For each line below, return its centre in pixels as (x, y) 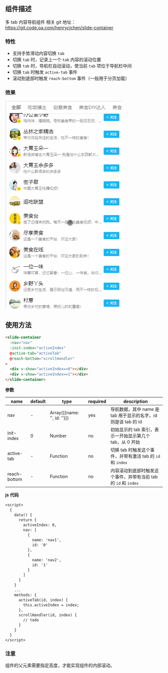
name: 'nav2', (46, 560)
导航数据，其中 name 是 (135, 409)
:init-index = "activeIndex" (38, 348)
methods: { (25, 595)
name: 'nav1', (46, 540)
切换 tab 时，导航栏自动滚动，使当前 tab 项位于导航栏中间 (72, 66)
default (38, 401)
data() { (23, 515)
